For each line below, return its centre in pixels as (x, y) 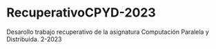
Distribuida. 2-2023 (34, 39)
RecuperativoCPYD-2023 (81, 13)
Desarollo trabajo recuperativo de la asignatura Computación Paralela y (108, 32)
